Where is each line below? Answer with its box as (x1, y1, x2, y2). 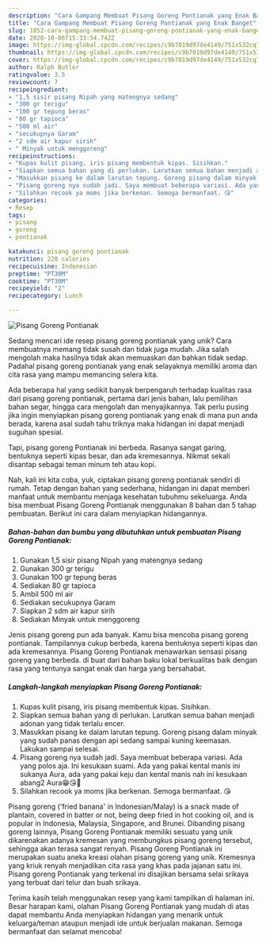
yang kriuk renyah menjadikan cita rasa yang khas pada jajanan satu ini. (8, 860, 243, 870)
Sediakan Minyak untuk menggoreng (19, 614, 140, 624)
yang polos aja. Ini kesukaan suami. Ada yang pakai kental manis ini (19, 760, 241, 771)
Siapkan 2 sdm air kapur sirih (19, 605, 115, 616)
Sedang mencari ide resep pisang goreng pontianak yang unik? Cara (8, 336, 232, 346)
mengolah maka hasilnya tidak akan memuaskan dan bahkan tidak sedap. (8, 353, 249, 362)
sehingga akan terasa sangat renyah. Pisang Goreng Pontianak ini (8, 844, 223, 853)
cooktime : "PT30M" (8, 277, 69, 285)
